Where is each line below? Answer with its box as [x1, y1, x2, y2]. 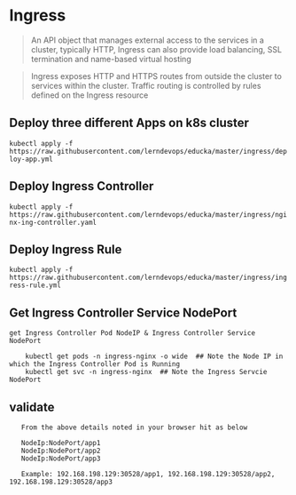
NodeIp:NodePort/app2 [20, 446, 101, 455]
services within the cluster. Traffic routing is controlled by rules [30, 80, 261, 91]
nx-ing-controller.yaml [9, 218, 97, 227]
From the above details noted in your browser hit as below [20, 423, 248, 432]
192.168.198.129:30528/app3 [9, 477, 113, 486]
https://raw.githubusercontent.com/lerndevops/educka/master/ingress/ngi [9, 210, 288, 219]
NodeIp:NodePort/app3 [20, 454, 101, 463]
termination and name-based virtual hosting [30, 53, 192, 64]
